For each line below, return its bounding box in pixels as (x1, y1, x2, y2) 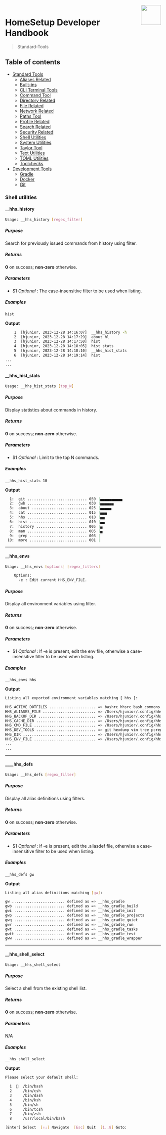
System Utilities (19, 139, 52, 145)
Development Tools (12, 166, 52, 172)
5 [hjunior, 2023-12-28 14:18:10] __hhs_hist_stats (14, 348, 127, 353)
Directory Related (19, 97, 55, 103)
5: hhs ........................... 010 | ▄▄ (9, 515, 105, 520)
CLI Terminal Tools (19, 87, 58, 93)
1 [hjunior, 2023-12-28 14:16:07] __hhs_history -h (14, 330, 127, 335)
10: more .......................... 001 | (7, 538, 100, 543)
